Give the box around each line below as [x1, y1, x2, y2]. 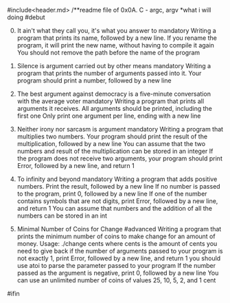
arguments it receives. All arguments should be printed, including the [16, 105, 213, 112]
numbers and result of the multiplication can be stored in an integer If [16, 147, 214, 155]
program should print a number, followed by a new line [16, 76, 172, 85]
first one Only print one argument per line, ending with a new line [16, 112, 201, 120]
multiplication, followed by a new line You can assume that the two [16, 140, 206, 147]
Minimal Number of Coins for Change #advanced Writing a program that [16, 225, 222, 233]
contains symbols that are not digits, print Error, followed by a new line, [16, 197, 218, 205]
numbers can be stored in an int [16, 211, 108, 220]
